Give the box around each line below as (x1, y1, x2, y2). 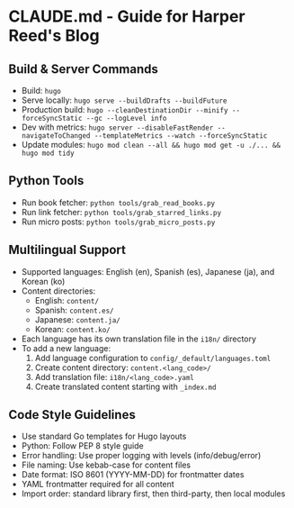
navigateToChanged (21, 132, 91, 141)
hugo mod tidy (21, 149, 75, 158)
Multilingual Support (8, 242, 127, 258)
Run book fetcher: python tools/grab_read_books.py (21, 196, 216, 208)
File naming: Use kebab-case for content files (21, 459, 192, 470)
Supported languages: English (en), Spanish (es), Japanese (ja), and (21, 266, 275, 277)
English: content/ (34, 295, 100, 305)
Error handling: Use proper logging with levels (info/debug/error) (21, 450, 262, 461)
